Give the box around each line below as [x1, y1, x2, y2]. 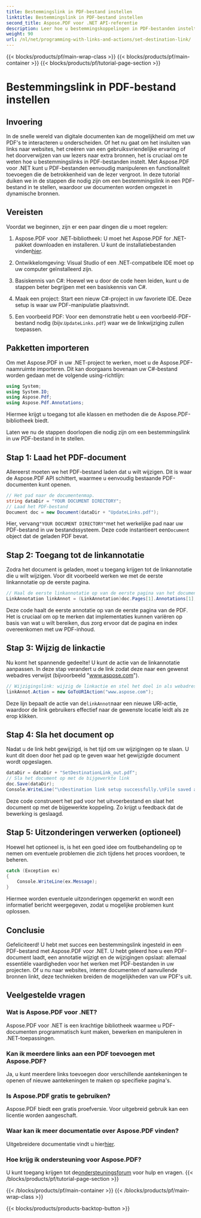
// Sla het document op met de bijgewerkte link [6, 776, 130, 782]
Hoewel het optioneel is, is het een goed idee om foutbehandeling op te [6, 843, 182, 851]
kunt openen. [38, 481, 72, 488]
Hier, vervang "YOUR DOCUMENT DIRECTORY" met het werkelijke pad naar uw [6, 520, 184, 527]
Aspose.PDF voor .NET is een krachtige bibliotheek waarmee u [6, 1022, 162, 1029]
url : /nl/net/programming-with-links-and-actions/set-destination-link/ [6, 37, 191, 42]
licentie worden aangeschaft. [6, 1111, 78, 1119]
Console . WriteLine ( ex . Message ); [17, 879, 98, 885]
